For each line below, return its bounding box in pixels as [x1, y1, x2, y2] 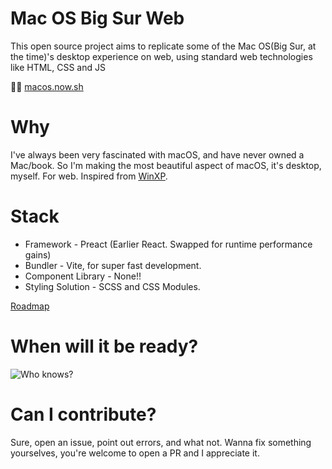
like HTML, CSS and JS [10, 61, 106, 73]
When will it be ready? [10, 335, 199, 357]
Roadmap [10, 300, 50, 312]
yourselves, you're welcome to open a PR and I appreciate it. [10, 447, 260, 459]
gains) [24, 248, 52, 261]
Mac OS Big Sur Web [10, 7, 185, 30]
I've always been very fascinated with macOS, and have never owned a [10, 148, 305, 161]
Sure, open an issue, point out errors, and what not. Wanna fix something [10, 436, 312, 448]
